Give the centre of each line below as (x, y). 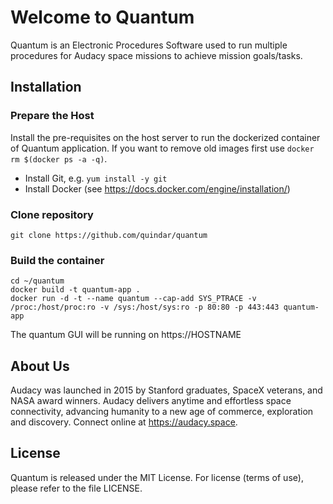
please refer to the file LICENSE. (76, 488)
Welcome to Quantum (102, 17)
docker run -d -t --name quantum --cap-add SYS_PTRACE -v (133, 299)
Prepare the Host (52, 116)
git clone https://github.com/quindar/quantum (109, 235)
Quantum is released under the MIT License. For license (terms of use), (157, 477)
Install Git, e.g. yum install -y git (96, 178)
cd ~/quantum (37, 281)
